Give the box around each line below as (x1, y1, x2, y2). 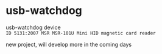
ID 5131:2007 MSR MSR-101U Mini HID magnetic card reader (5, 30, 156, 36)
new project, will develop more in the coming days (5, 41, 132, 48)
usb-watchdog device (5, 24, 62, 31)
